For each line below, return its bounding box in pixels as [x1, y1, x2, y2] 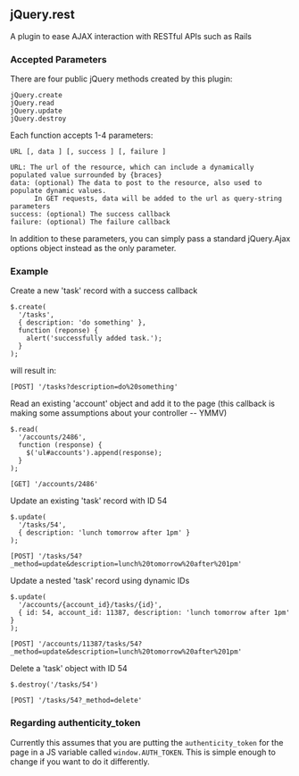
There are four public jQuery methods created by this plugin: [10, 73, 233, 84]
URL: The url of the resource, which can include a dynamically [10, 163, 254, 173]
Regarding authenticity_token [10, 717, 141, 730]
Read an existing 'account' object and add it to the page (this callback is [10, 398, 276, 409]
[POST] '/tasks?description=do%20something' [10, 383, 179, 392]
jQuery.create [10, 91, 63, 100]
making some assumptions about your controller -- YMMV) [10, 408, 228, 418]
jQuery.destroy [10, 114, 67, 123]
